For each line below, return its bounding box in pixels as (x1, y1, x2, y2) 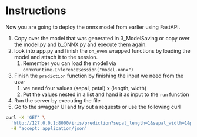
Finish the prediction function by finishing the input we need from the (14, 72, 183, 79)
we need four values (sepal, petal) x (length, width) (22, 84, 147, 91)
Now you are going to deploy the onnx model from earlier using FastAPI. (5, 23, 181, 30)
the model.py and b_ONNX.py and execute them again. (14, 41, 148, 48)
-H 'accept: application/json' (11, 125, 88, 131)
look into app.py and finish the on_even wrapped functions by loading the (14, 47, 191, 54)
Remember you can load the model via (22, 60, 116, 67)
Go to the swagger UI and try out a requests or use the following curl (14, 103, 181, 110)
